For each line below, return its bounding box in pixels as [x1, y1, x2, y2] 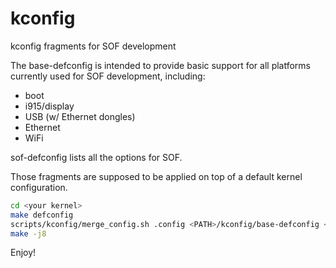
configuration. [10, 181, 68, 193]
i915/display [24, 100, 75, 112]
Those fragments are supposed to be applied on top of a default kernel [10, 170, 303, 182]
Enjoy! [10, 247, 37, 259]
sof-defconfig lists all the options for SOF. [10, 151, 183, 163]
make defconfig [10, 210, 74, 220]
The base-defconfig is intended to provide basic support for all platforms [10, 59, 312, 71]
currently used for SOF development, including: [10, 70, 206, 82]
